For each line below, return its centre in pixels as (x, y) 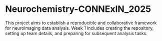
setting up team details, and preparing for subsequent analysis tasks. (76, 33)
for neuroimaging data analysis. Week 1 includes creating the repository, (79, 28)
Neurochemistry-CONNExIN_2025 (78, 9)
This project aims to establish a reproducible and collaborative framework (81, 23)
